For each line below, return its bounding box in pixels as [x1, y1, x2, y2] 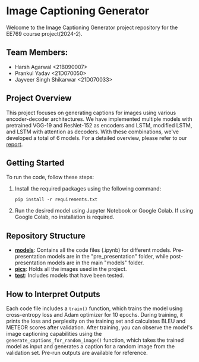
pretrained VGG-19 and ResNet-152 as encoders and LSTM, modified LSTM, [6, 121, 192, 129]
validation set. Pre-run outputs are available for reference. [6, 349, 148, 356]
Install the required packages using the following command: [14, 185, 162, 192]
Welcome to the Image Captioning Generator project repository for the [6, 24, 178, 31]
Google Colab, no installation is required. [14, 213, 115, 221]
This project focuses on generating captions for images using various [6, 109, 176, 116]
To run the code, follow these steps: [6, 174, 94, 181]
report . [6, 141, 23, 148]
